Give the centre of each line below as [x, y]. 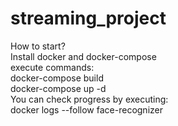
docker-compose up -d [58, 88]
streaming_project [88, 18]
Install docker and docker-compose [83, 56]
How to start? [38, 46]
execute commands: [52, 67]
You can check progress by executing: [89, 99]
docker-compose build [57, 78]
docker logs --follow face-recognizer [86, 109]
